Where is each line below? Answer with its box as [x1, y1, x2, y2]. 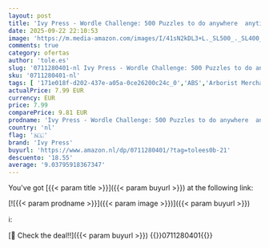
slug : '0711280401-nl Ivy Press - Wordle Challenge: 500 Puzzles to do [8, 64, 252, 72]
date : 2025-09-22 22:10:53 [8, 26, 98, 35]
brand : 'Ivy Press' [8, 138, 74, 147]
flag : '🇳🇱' [8, 131, 48, 139]
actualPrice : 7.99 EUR [8, 86, 84, 95]
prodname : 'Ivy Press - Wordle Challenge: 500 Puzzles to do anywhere [8, 116, 249, 124]
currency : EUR [8, 94, 56, 102]
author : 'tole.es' [8, 57, 70, 65]
